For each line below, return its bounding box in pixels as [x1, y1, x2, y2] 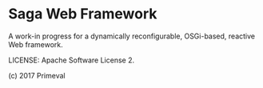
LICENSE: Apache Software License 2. [8, 55, 134, 65]
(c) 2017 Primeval [8, 70, 66, 80]
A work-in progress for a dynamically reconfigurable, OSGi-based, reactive [8, 31, 256, 41]
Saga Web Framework [8, 5, 157, 23]
